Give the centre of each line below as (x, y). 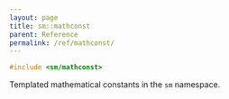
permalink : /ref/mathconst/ (62, 43)
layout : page (34, 18)
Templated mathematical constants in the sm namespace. (115, 85)
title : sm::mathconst (50, 26)
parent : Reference (44, 34)
